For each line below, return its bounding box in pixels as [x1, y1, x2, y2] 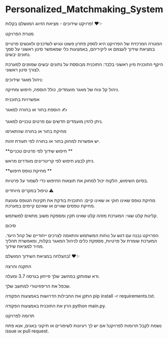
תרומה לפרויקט [5, 312, 35, 319]
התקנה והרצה [5, 263, 32, 269]
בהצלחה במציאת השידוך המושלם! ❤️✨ [5, 253, 80, 259]
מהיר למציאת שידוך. [5, 243, 44, 249]
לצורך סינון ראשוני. [5, 66, 41, 72]
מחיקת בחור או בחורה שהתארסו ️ [5, 128, 68, 134]
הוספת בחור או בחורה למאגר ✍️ [5, 106, 67, 113]
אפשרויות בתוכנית [5, 96, 40, 102]
